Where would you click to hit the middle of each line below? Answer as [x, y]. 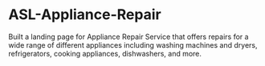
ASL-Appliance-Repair [85, 15]
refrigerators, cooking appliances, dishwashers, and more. [105, 53]
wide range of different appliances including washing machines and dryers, [133, 45]
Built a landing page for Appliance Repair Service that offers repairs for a [128, 37]
